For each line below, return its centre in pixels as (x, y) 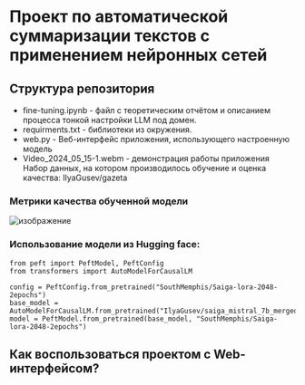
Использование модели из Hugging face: (105, 245)
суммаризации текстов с (110, 36)
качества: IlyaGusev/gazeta (75, 178)
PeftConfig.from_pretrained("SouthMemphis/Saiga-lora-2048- (162, 287)
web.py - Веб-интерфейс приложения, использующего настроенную (156, 139)
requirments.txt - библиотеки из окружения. (107, 130)
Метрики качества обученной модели (99, 201)
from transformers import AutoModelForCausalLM (101, 271)
